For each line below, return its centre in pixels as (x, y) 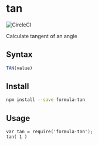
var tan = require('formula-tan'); (50, 132)
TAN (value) (19, 68)
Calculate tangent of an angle (42, 36)
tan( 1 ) (17, 137)
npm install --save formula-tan (45, 100)
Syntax (19, 55)
